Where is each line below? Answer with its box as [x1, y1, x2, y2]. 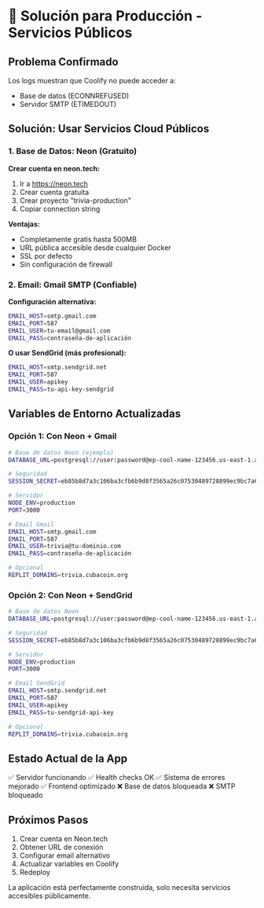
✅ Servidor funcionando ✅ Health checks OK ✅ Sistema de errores [8, 773, 225, 782]
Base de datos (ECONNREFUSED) [19, 91, 130, 101]
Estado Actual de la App [8, 752, 128, 765]
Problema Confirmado [8, 55, 119, 68]
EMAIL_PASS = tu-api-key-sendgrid [8, 385, 114, 394]
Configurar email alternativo [19, 851, 111, 860]
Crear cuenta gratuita [19, 187, 90, 197]
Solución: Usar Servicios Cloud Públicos [8, 122, 210, 136]
